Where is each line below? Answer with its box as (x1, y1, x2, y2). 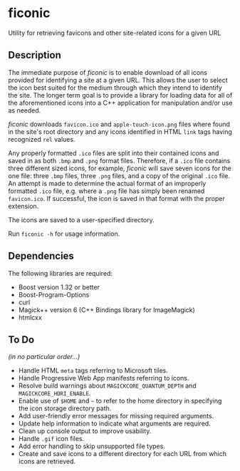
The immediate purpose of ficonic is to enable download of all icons (8, 68, 207, 76)
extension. (8, 202, 39, 210)
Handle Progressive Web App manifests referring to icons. (18, 374, 189, 383)
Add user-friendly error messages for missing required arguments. (18, 412, 214, 420)
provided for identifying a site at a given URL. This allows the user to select (8, 76, 228, 84)
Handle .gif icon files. (18, 435, 85, 443)
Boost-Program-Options (18, 290, 90, 299)
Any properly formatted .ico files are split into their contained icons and (8, 148, 219, 157)
